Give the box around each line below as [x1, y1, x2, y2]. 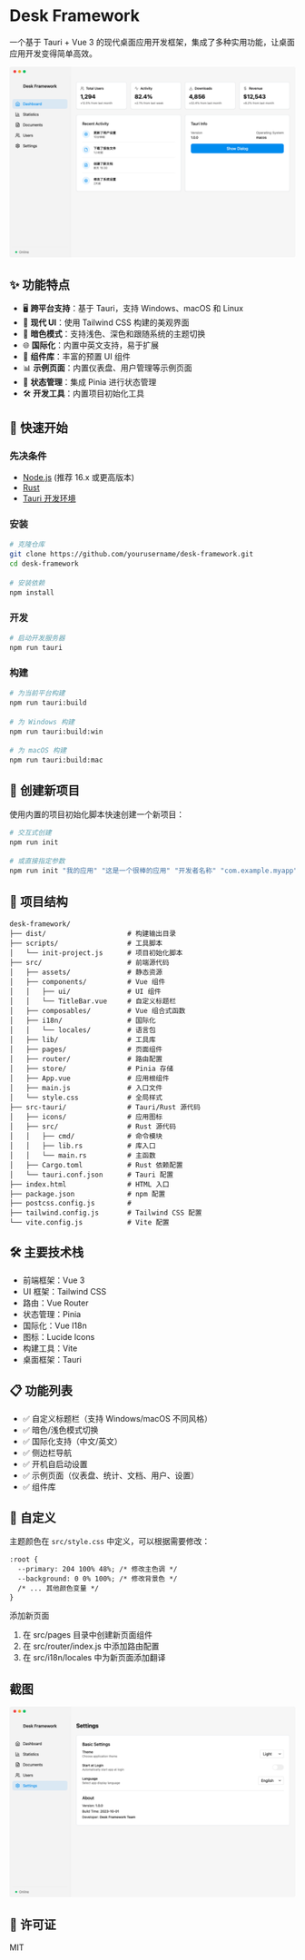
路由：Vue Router [22, 1297, 89, 1308]
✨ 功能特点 [9, 278, 71, 292]
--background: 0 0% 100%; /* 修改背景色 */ [17, 1574, 178, 1584]
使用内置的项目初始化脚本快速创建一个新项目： [9, 809, 184, 820]
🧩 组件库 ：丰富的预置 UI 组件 [22, 351, 131, 362]
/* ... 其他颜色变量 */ [17, 1584, 100, 1593]
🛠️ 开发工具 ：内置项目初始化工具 [22, 388, 145, 399]
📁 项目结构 [9, 893, 68, 909]
